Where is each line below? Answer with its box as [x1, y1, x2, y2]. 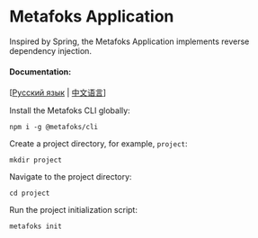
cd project [9, 189, 50, 198]
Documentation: [9, 66, 72, 77]
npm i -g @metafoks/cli [9, 123, 99, 132]
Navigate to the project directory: [9, 172, 132, 182]
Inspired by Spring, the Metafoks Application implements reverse [9, 36, 250, 47]
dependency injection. [9, 45, 93, 56]
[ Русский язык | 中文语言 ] [9, 87, 106, 98]
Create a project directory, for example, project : [9, 138, 188, 149]
